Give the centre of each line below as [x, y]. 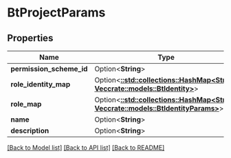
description [30, 131]
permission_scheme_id [49, 69]
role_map [26, 104]
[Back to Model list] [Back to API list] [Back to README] [86, 148]
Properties [30, 38]
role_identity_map [41, 84]
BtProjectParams [56, 13]
